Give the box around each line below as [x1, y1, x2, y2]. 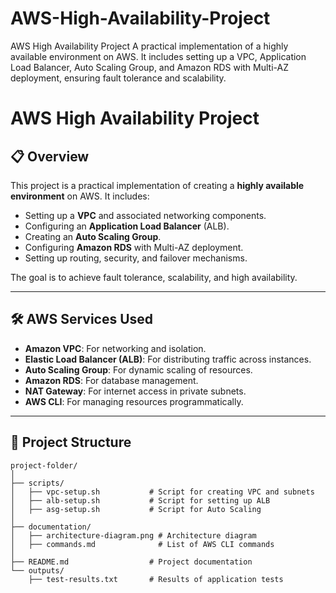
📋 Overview [10, 148, 90, 165]
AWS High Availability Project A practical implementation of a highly [10, 40, 289, 52]
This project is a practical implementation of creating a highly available [10, 179, 305, 191]
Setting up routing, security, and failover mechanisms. [24, 252, 248, 264]
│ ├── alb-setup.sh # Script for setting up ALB [10, 495, 271, 506]
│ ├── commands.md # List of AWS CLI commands [10, 539, 275, 549]
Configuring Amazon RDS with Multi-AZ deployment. [24, 241, 244, 253]
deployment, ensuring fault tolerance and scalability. [10, 72, 227, 84]
